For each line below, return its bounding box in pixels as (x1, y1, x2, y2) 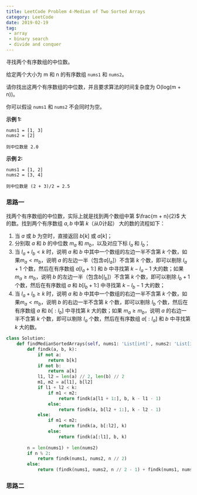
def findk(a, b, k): (27, 346, 77, 352)
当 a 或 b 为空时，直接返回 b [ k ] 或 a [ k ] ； (14, 232, 113, 240)
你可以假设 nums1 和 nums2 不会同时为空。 (6, 103, 106, 110)
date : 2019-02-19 (6, 19, 49, 25)
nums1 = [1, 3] (6, 127, 43, 133)
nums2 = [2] (6, 132, 35, 138)
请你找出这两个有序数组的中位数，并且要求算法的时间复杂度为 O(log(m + (6, 83, 181, 90)
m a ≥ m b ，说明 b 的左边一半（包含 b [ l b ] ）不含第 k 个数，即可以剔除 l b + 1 (14, 273, 191, 282)
